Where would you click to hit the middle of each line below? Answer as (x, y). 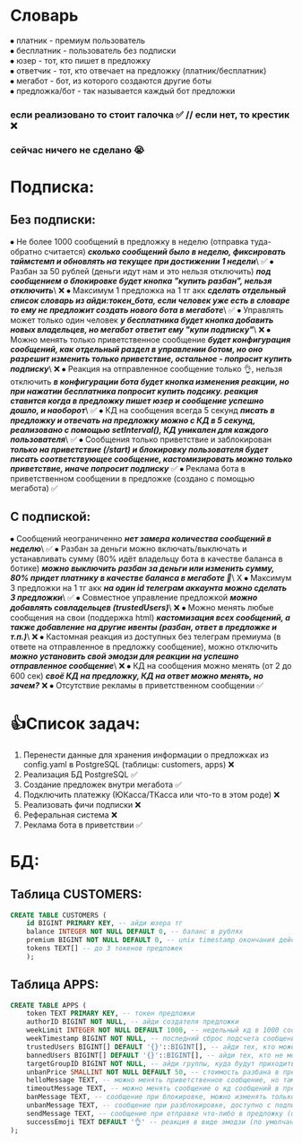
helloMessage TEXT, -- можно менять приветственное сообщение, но (153, 1080)
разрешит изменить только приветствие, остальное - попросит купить (151, 359)
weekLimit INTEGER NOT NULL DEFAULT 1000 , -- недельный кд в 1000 (153, 1030)
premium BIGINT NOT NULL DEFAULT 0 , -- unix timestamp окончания (151, 940)
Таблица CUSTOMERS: (76, 894)
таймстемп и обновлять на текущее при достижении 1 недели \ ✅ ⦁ (142, 261)
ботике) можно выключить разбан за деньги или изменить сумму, (142, 568)
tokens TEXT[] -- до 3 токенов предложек (104, 948)
